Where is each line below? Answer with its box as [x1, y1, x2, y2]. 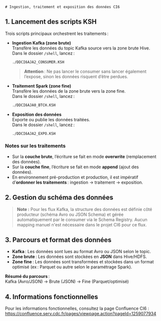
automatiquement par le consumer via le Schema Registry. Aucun [16, 216, 147, 223]
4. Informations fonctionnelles [5, 292, 98, 301]
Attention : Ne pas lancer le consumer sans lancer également [24, 68, 146, 74]
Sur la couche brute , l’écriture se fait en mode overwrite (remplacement [12, 153, 157, 160]
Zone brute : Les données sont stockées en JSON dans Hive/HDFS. [12, 254, 147, 259]
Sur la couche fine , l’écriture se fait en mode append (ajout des [12, 164, 139, 170]
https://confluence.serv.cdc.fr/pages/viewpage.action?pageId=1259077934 [5, 311, 157, 317]
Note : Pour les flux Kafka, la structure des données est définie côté [16, 206, 152, 212]
